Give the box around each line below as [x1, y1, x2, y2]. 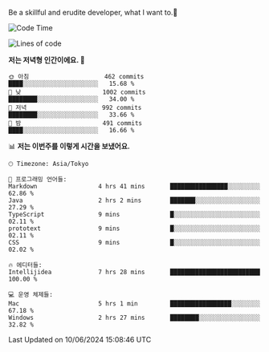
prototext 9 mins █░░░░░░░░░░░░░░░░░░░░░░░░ [8, 225, 261, 233]
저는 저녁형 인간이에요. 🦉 [8, 55, 86, 64]
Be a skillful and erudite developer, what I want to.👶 [8, 8, 178, 17]
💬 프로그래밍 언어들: [8, 176, 67, 184]
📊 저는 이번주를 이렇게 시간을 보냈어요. [8, 141, 131, 151]
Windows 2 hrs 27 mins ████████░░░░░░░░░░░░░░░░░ [8, 314, 261, 322]
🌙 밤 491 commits [8, 119, 143, 127]
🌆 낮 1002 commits [8, 88, 146, 96]
